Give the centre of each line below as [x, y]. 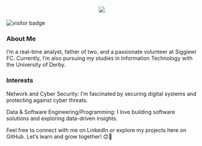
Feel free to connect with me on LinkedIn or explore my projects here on [96, 130]
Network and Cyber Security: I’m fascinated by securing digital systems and [101, 93]
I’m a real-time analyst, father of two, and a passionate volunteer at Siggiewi [101, 52]
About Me [21, 38]
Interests [20, 81]
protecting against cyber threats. [47, 100]
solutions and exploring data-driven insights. [62, 118]
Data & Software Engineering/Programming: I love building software [91, 111]
